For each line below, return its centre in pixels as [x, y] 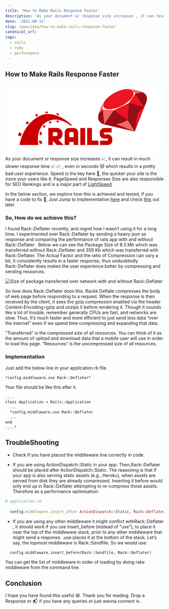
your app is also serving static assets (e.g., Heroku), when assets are [84, 475]
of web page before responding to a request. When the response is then [80, 296]
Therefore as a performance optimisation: [56, 491]
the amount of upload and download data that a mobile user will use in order [84, 338]
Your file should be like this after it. [41, 387]
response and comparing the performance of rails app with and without [79, 239]
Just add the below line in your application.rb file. [56, 368]
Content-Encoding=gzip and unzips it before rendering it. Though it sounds [83, 307]
